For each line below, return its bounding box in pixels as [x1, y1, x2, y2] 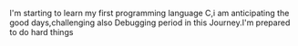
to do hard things [9, 27, 74, 37]
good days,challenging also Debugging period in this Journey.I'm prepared [9, 17, 291, 28]
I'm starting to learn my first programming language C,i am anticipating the [9, 8, 290, 18]
